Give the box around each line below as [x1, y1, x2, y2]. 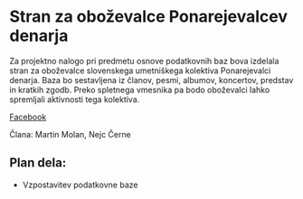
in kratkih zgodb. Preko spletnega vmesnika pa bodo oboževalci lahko [9, 84, 270, 95]
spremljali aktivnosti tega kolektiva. [9, 93, 140, 105]
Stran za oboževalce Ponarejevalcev [9, 6, 288, 27]
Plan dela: [9, 156, 67, 171]
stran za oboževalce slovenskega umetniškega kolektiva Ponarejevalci [9, 65, 271, 76]
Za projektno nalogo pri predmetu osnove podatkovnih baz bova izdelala [9, 55, 279, 66]
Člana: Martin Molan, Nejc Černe [9, 128, 131, 139]
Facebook [9, 111, 47, 122]
